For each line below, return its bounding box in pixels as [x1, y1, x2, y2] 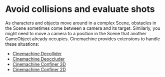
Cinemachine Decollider [12, 51, 62, 57]
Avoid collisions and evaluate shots [5, 3, 155, 15]
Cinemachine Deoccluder [12, 56, 65, 62]
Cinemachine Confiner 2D [12, 66, 66, 73]
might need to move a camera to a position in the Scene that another [5, 30, 146, 36]
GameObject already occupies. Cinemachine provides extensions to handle [5, 36, 160, 42]
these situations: [5, 41, 39, 47]
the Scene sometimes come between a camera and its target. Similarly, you [5, 25, 161, 31]
